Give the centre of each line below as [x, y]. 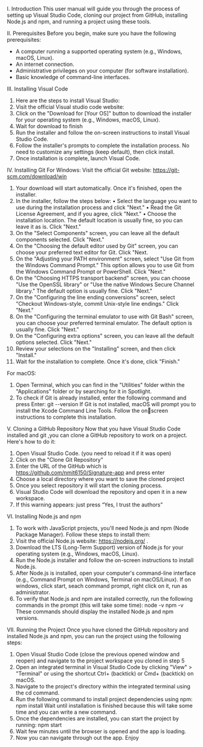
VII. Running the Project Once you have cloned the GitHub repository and [98, 630]
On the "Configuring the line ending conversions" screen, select [95, 297]
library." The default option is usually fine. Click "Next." [84, 291]
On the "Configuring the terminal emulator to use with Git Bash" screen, [105, 316]
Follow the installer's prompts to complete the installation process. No [102, 145]
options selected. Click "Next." [54, 342]
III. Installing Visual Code [37, 89]
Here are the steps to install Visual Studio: [68, 100]
